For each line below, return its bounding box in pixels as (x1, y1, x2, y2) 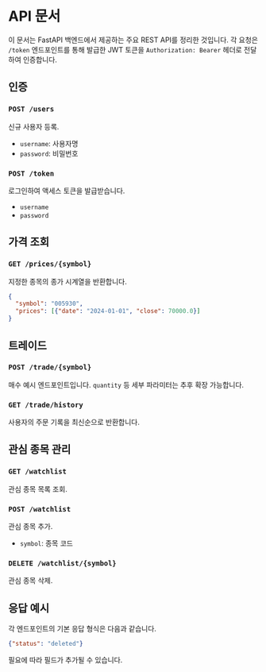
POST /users (8, 105, 55, 114)
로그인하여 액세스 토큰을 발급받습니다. (8, 186, 125, 195)
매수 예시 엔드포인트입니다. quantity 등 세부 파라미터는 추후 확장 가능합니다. (8, 380, 245, 389)
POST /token (8, 168, 55, 178)
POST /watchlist (8, 504, 71, 513)
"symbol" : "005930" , (15, 299, 83, 308)
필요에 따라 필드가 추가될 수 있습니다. (8, 655, 123, 665)
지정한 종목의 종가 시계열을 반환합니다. (8, 276, 127, 286)
